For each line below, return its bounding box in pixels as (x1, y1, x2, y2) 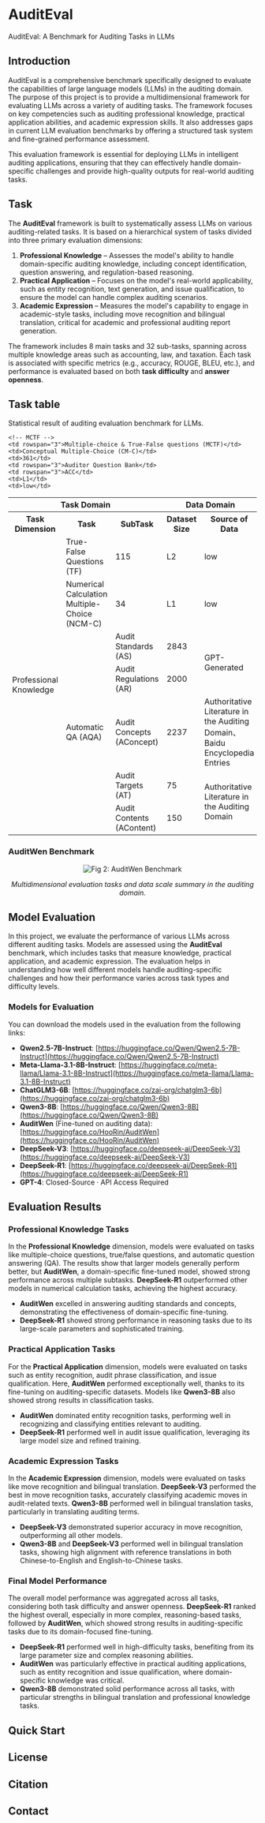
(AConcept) (115, 736, 159, 747)
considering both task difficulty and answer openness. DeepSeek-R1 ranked (8, 1602, 256, 1612)
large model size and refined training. (19, 1436, 141, 1445)
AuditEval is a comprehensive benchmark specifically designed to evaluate (8, 75, 252, 84)
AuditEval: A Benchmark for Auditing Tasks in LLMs (8, 32, 175, 41)
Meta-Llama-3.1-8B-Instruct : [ (19, 1060, 121, 1069)
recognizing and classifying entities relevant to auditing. (19, 1419, 202, 1428)
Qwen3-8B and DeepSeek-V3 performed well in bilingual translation (19, 1539, 243, 1548)
